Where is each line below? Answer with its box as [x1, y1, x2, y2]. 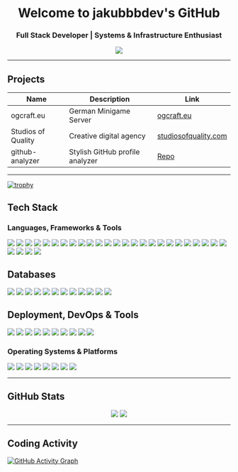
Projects [7, 73, 45, 85]
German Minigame [69, 106, 131, 116]
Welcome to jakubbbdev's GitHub [18, 5, 220, 21]
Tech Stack [7, 201, 58, 214]
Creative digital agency [69, 131, 146, 141]
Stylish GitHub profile [69, 147, 140, 157]
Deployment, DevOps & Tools [7, 309, 140, 321]
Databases [7, 268, 57, 281]
